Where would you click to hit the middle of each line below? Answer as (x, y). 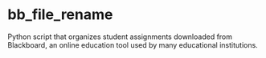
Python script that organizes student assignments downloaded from (120, 37)
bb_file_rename (60, 15)
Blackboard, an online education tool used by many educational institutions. (133, 44)
